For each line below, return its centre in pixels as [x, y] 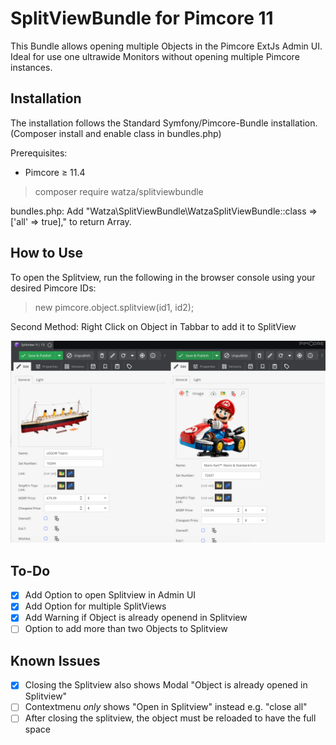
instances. [31, 67]
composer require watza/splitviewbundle [119, 191]
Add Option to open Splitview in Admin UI [110, 595]
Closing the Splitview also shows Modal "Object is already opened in [166, 685]
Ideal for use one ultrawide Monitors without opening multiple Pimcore [155, 56]
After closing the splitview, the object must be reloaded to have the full [170, 718]
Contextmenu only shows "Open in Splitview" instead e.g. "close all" [166, 707]
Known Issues [55, 660]
